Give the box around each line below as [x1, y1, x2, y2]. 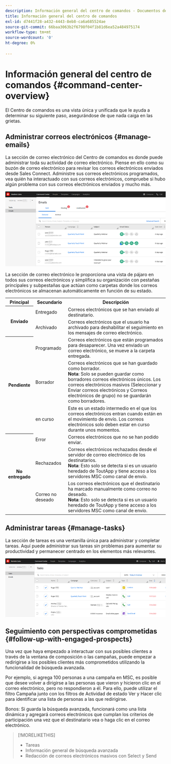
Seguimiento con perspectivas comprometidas [5, 627, 158, 636]
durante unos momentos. [68, 427, 121, 433]
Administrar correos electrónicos [5, 133, 113, 141]
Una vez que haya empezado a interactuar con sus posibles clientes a [5, 648, 152, 654]
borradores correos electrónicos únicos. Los [68, 376, 161, 382]
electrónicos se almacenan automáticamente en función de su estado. [5, 288, 153, 294]
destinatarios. [68, 457, 97, 463]
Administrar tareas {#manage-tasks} [5, 524, 126, 533]
